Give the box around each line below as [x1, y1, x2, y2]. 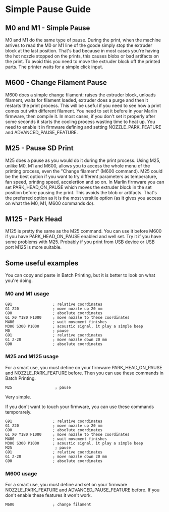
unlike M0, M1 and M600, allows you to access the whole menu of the [5, 162, 150, 168]
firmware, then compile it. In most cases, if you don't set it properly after [5, 113, 156, 119]
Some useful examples [5, 259, 79, 267]
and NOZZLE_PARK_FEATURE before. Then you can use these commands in [5, 370, 164, 376]
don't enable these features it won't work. [5, 492, 92, 498]
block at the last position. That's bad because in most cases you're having [5, 48, 160, 53]
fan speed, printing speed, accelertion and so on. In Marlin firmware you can [5, 179, 164, 185]
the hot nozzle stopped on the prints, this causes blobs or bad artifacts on [5, 53, 159, 59]
